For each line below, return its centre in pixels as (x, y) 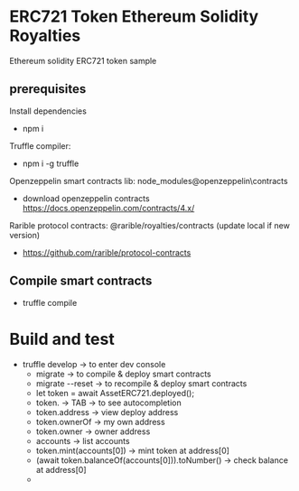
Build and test (62, 339)
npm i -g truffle (51, 163)
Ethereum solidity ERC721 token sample (83, 60)
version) (25, 235)
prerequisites (48, 89)
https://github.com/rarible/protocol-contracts (107, 252)
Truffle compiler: (40, 145)
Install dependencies (48, 111)
